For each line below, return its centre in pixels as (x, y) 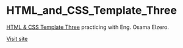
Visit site (17, 38)
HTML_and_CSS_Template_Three (91, 10)
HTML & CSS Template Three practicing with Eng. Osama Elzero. (88, 27)
